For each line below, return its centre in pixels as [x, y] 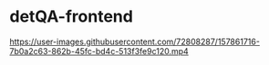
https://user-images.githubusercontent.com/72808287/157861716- [134, 42]
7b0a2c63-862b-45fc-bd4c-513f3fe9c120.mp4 [99, 51]
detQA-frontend [72, 17]
